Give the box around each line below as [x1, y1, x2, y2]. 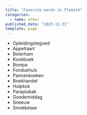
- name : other [10, 17, 39, 22]
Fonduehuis [12, 67, 37, 73]
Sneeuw [12, 99, 30, 105]
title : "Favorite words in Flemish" [5, 7, 82, 13]
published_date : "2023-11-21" [5, 21, 69, 27]
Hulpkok [12, 83, 30, 89]
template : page [5, 26, 37, 31]
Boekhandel [12, 78, 38, 84]
